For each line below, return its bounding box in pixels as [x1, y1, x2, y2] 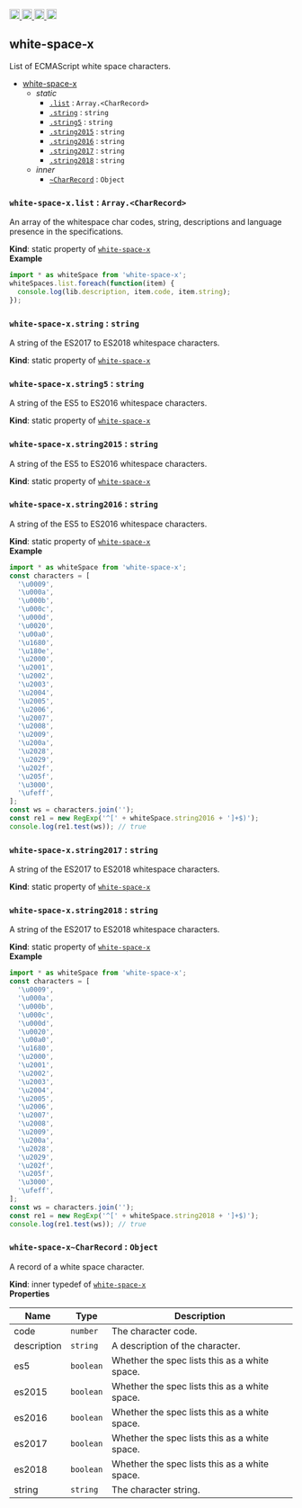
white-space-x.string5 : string [9, 377, 145, 390]
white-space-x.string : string [9, 317, 139, 329]
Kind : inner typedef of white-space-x [9, 1279, 147, 1289]
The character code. [111, 1324, 198, 1337]
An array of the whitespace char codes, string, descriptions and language [9, 217, 282, 228]
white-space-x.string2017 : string [9, 843, 159, 856]
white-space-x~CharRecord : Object [9, 1241, 159, 1253]
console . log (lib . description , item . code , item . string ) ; [17, 287, 231, 296]
